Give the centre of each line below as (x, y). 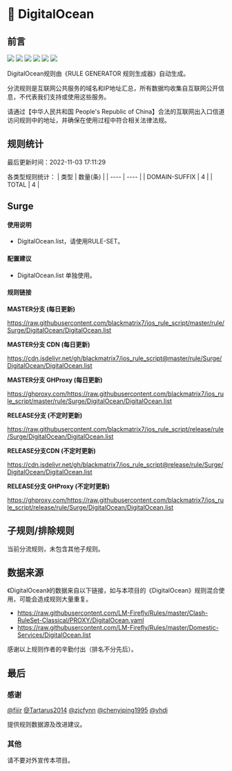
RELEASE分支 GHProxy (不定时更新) (59, 486)
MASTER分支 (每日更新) (41, 309)
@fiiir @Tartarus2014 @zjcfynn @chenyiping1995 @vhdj (87, 710)
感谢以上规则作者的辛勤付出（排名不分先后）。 (72, 649)
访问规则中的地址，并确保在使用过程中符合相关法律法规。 (89, 120)
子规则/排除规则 (41, 531)
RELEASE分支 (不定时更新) (45, 415)
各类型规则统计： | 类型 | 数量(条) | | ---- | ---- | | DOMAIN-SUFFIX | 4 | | (110, 176)
